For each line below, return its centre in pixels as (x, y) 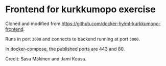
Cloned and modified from (33, 24)
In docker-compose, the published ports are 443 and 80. (65, 49)
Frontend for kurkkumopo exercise (80, 9)
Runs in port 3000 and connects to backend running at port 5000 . (73, 39)
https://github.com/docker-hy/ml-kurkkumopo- (111, 24)
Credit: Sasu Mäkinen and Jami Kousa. (46, 59)
